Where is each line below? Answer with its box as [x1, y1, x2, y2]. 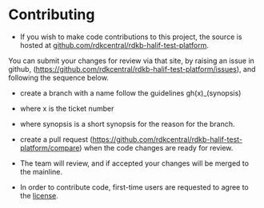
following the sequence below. [8, 73, 110, 82]
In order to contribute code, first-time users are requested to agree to [19, 182, 250, 192]
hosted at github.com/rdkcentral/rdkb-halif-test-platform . [19, 40, 210, 49]
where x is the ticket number [19, 104, 114, 113]
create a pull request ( [19, 134, 94, 144]
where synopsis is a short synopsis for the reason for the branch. [19, 119, 235, 128]
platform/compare [19, 143, 80, 152]
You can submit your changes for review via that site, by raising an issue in [8, 56, 254, 65]
